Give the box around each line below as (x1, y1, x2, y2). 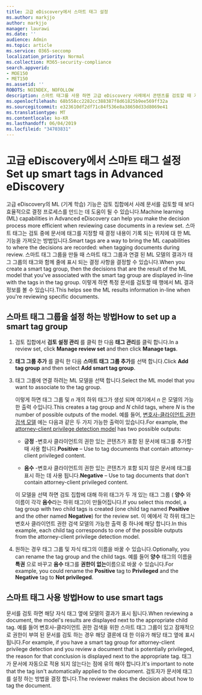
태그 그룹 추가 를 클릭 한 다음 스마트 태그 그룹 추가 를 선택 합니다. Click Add (14, 357, 189, 364)
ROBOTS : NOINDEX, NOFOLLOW (6, 87, 74, 93)
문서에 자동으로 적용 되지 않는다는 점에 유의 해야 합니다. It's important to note (12, 660, 194, 667)
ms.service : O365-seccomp (6, 48, 71, 54)
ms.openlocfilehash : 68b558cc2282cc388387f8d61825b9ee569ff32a (6, 98, 168, 104)
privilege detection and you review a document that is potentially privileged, (6, 645, 194, 652)
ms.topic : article (6, 43, 52, 49)
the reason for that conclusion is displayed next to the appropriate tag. (6, 652, 181, 660)
